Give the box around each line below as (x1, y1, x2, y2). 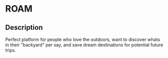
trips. (5, 47, 16, 53)
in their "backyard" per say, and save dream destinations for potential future (5, 42, 163, 48)
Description (5, 23, 43, 32)
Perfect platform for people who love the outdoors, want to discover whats (5, 36, 160, 42)
